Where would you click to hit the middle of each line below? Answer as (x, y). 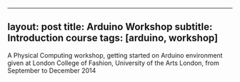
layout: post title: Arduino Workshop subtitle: (110, 27)
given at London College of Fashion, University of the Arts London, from (113, 63)
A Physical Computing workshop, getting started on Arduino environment (115, 55)
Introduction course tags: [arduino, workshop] (113, 38)
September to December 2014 (52, 70)
